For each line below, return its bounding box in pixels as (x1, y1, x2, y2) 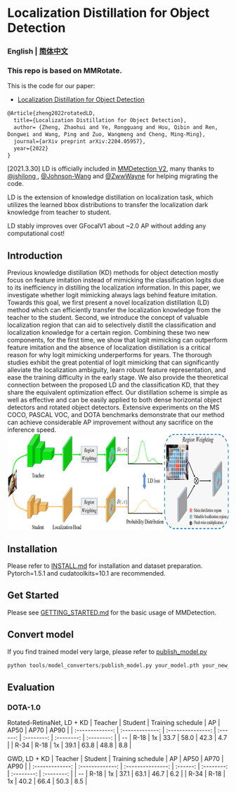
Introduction (7, 249, 63, 261)
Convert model (7, 629, 74, 641)
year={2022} (13, 145, 49, 152)
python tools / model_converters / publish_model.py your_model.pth (7, 662, 199, 669)
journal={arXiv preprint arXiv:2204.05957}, (13, 138, 146, 145)
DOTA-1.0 (7, 703, 41, 712)
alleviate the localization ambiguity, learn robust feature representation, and (7, 366, 226, 374)
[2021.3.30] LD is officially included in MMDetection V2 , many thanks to (7, 164, 214, 173)
